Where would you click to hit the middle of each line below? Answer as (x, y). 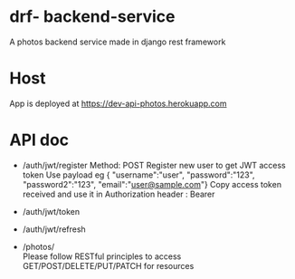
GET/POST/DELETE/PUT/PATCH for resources (108, 265)
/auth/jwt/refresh (54, 229)
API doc (39, 140)
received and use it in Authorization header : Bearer (119, 194)
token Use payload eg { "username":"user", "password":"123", (138, 175)
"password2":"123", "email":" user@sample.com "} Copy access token (152, 184)
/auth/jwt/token (51, 211)
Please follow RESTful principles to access (102, 256)
